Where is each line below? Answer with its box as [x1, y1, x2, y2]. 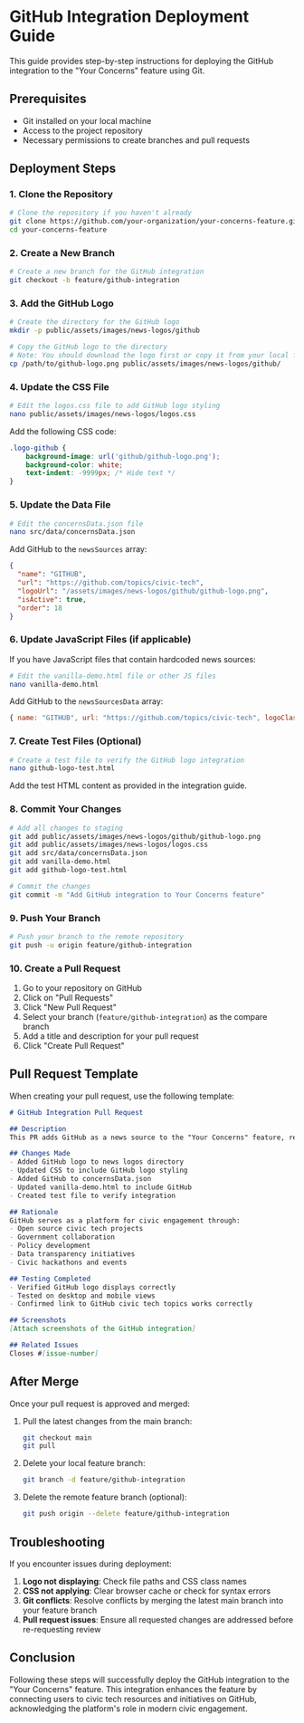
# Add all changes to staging [9, 823, 124, 833]
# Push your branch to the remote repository [9, 932, 184, 941]
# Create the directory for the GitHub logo [9, 318, 180, 327]
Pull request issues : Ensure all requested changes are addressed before [22, 1614, 294, 1625]
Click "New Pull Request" [22, 1002, 118, 1013]
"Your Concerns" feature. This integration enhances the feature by [9, 1683, 258, 1694]
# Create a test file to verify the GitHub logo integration [9, 756, 245, 765]
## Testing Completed [9, 1274, 91, 1283]
